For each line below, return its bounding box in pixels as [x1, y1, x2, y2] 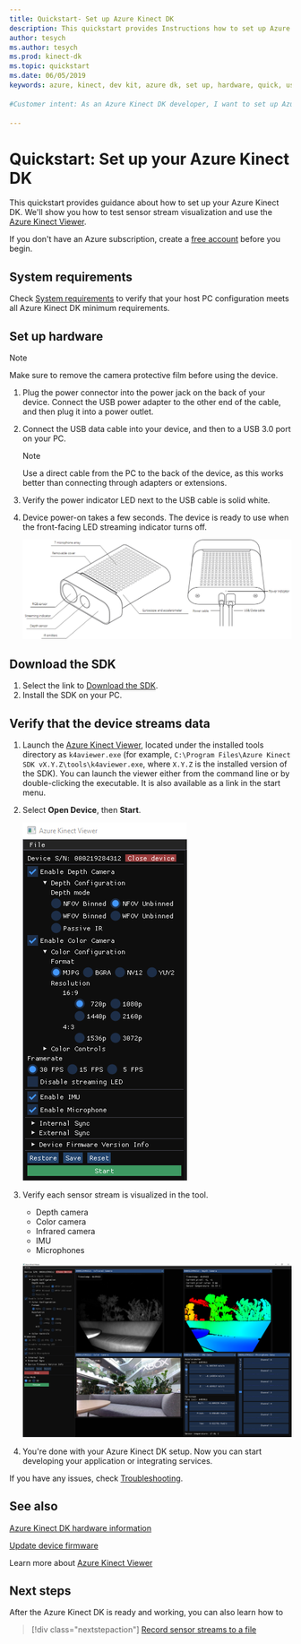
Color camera [35, 1216, 87, 1227]
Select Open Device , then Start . [21, 805, 142, 816]
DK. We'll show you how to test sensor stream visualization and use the [9, 207, 273, 218]
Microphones [35, 1245, 85, 1256]
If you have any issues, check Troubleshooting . [9, 1473, 184, 1484]
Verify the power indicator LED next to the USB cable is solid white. [21, 494, 271, 506]
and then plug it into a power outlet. [21, 406, 154, 417]
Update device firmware [9, 1540, 99, 1551]
